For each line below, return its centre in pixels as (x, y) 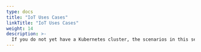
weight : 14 (20, 28)
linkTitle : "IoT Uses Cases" (42, 23)
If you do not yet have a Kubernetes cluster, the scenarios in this (100, 39)
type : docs (20, 12)
